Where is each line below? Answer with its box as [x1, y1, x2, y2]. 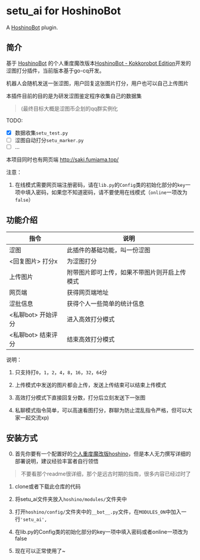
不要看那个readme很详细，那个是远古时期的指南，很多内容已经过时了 [20, 470, 191, 477]
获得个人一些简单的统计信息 [67, 299, 145, 308]
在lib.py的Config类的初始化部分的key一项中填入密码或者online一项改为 [14, 528, 189, 535]
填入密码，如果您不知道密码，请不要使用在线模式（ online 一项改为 [25, 189, 187, 196]
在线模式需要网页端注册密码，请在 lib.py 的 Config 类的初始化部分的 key [14, 181, 186, 188]
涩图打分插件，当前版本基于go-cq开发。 [6, 67, 105, 74]
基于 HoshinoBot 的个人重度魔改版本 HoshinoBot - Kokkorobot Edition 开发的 [6, 60, 192, 67]
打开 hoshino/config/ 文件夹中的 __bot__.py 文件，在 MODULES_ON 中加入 [14, 508, 182, 515]
